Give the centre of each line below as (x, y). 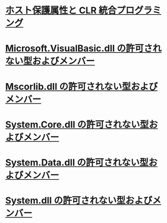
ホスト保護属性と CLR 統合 (61, 10)
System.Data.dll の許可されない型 (77, 163)
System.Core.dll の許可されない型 (77, 124)
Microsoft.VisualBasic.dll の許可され (83, 48)
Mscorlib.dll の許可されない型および (81, 86)
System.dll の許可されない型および (79, 201)
